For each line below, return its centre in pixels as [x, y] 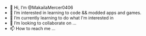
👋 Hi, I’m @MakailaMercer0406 [41, 8]
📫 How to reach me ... [32, 28]
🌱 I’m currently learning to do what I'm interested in [62, 18]
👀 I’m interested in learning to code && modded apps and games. [75, 13]
